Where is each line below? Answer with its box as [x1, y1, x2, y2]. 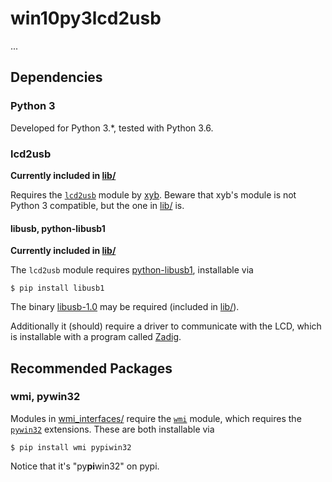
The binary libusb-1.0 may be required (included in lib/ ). [10, 301, 240, 313]
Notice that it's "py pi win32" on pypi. [10, 460, 160, 472]
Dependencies [10, 69, 103, 86]
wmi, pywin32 [10, 390, 81, 404]
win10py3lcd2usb [10, 7, 162, 30]
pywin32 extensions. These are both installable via [10, 423, 215, 435]
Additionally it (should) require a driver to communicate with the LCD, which [10, 320, 322, 332]
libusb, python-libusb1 [10, 222, 106, 234]
